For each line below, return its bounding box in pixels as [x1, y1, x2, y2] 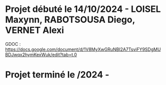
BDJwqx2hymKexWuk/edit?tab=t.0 [5, 51, 77, 58]
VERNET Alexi [5, 25, 64, 36]
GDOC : [5, 41, 21, 47]
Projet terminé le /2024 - [5, 69, 110, 81]
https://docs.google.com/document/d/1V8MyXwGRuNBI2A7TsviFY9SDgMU [5, 46, 161, 52]
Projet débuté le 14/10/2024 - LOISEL [5, 3, 161, 15]
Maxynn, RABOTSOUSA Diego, [5, 14, 136, 25]
